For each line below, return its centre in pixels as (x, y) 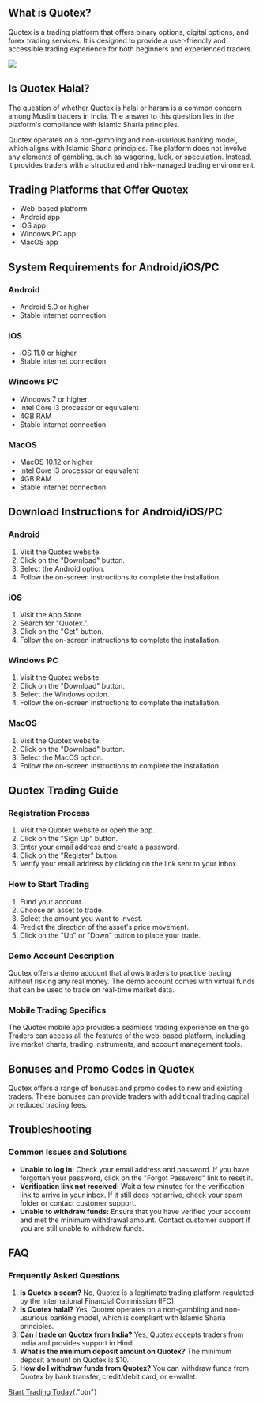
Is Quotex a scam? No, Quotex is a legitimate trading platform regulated (137, 1293)
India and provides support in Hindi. (78, 1343)
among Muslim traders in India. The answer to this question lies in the (121, 116)
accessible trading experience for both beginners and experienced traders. (130, 49)
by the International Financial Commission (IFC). (98, 1301)
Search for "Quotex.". (54, 623)
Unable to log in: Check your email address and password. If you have (134, 1169)
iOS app (32, 225)
